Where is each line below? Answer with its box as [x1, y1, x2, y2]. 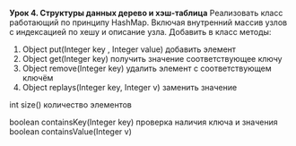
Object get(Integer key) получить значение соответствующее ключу [22, 54, 283, 64]
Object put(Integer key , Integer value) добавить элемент [22, 44, 236, 55]
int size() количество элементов [9, 99, 133, 110]
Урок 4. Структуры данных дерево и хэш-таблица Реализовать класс [9, 8, 283, 18]
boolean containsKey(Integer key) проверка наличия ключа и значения [9, 116, 278, 127]
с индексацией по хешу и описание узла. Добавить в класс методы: [9, 27, 272, 37]
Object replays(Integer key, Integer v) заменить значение [22, 82, 238, 92]
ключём [22, 73, 54, 83]
